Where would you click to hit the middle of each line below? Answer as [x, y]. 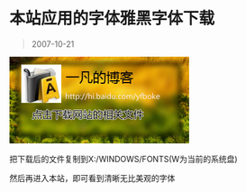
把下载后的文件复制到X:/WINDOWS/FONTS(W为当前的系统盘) [123, 159]
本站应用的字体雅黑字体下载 [112, 18]
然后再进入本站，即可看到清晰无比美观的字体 [92, 178]
